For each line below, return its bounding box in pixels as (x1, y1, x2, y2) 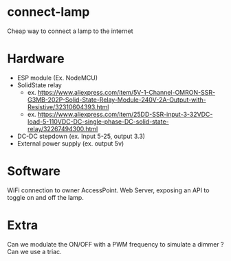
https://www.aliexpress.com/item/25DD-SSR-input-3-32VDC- (37, 110, 213, 118)
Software (7, 163, 60, 179)
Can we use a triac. (7, 247, 62, 256)
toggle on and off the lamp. (7, 193, 84, 201)
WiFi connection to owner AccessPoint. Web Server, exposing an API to (7, 186, 210, 194)
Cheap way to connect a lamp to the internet (7, 27, 133, 35)
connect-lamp (7, 4, 90, 20)
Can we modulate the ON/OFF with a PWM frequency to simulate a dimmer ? (7, 240, 224, 248)
